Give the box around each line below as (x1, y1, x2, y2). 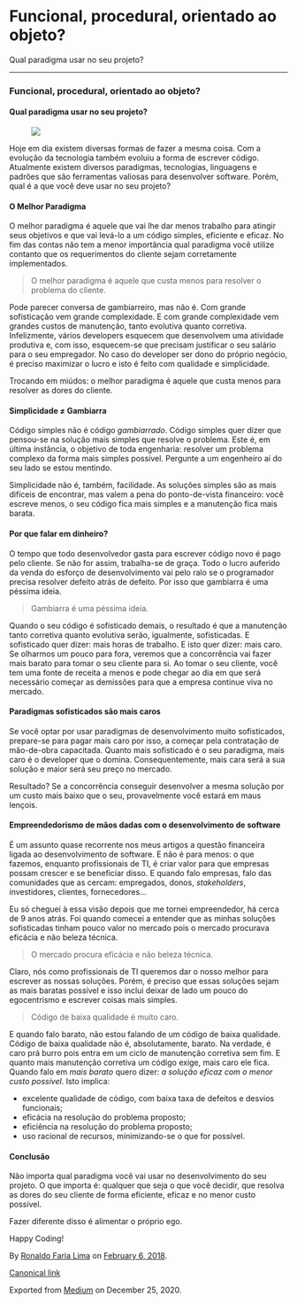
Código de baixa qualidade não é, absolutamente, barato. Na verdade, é (9, 1038, 271, 1049)
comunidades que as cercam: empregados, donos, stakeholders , (9, 877, 246, 888)
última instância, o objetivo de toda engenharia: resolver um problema (9, 444, 263, 454)
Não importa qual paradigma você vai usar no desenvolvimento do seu (9, 1171, 267, 1182)
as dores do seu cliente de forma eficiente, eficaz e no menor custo (9, 1190, 256, 1200)
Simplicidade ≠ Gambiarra (9, 405, 108, 415)
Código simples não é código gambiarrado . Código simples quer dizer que (9, 425, 282, 436)
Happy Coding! (9, 1233, 65, 1244)
